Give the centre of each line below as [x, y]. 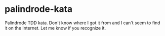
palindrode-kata [39, 9]
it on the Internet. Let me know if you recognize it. [55, 28]
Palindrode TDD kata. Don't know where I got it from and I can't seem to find [82, 23]
